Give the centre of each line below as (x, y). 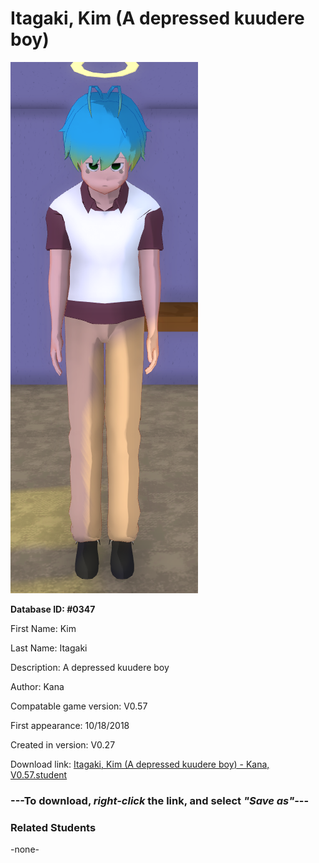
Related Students (53, 827)
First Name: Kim (43, 628)
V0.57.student (39, 774)
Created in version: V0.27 (63, 744)
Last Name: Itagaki (49, 648)
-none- (25, 849)
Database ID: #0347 (53, 609)
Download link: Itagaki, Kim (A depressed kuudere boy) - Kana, (140, 764)
